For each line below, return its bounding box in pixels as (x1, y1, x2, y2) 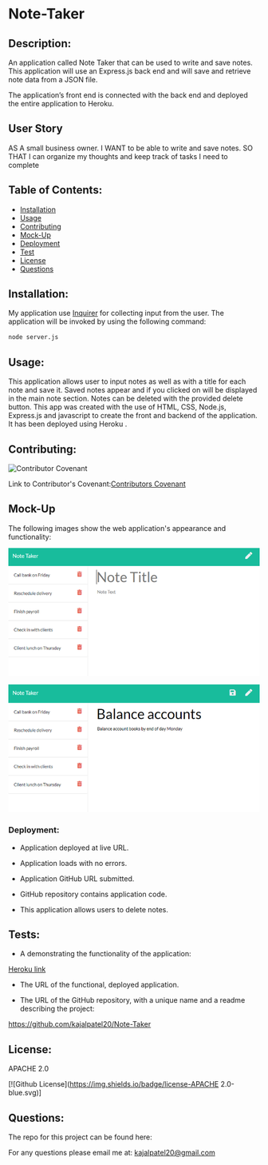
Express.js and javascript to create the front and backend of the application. (8, 411, 258, 421)
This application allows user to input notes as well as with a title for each (8, 377, 246, 386)
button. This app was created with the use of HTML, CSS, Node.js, (8, 402, 227, 412)
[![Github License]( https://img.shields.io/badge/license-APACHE (8, 1079, 219, 1089)
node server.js (8, 333, 59, 341)
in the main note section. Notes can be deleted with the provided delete (8, 393, 243, 404)
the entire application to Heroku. (8, 99, 114, 108)
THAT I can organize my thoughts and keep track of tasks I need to (8, 151, 229, 161)
